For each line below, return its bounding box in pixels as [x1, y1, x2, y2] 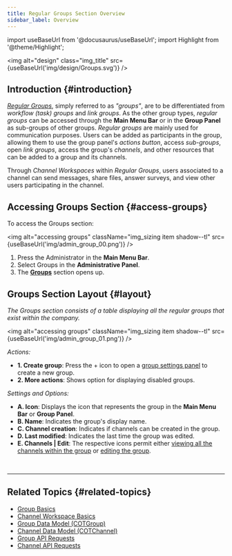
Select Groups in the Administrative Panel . [17, 261, 140, 269]
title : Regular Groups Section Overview [7, 10, 126, 17]
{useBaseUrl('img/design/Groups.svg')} [7, 63, 120, 72]
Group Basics [17, 504, 56, 513]
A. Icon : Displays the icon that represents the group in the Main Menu [17, 402, 216, 410]
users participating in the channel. [7, 181, 105, 190]
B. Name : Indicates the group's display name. [17, 417, 147, 425]
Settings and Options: [7, 389, 69, 397]
